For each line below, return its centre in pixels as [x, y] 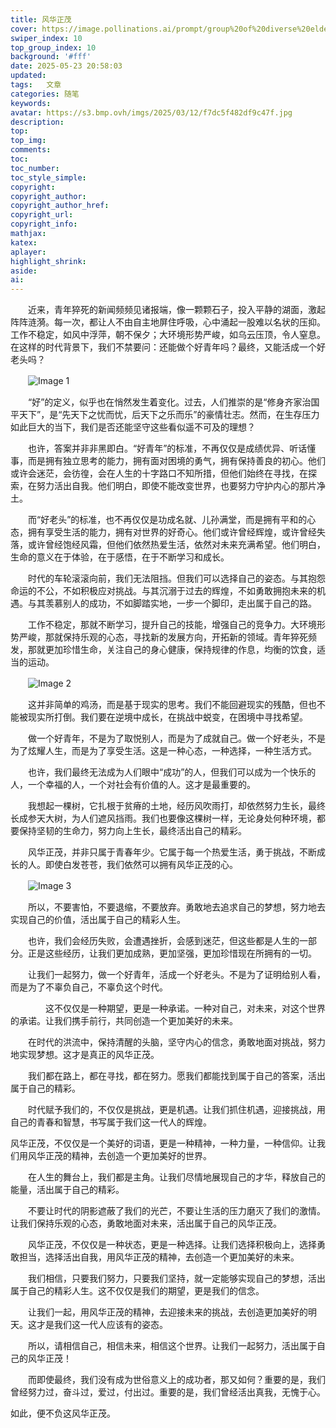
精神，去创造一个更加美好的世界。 [141, 1156]
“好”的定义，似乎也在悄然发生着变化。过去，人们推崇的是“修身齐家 [165, 402]
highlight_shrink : [48, 261]
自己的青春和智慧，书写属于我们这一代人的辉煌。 [111, 1122]
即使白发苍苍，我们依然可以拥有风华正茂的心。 [141, 865]
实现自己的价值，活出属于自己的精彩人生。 [98, 920]
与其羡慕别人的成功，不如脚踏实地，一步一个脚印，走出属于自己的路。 [172, 603]
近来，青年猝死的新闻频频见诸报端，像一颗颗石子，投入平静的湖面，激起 [176, 310]
